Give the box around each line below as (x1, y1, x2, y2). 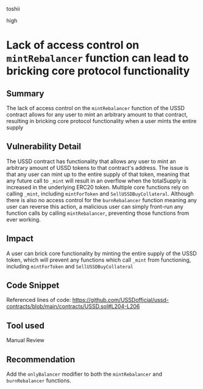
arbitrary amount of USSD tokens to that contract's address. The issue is (6, 164, 189, 171)
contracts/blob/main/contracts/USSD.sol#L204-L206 (6, 303, 140, 310)
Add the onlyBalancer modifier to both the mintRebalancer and (6, 371, 163, 378)
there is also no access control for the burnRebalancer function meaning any (6, 196, 197, 203)
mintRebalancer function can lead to (6, 51, 189, 65)
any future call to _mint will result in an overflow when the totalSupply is (6, 177, 187, 184)
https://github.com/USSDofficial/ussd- (72, 296, 169, 304)
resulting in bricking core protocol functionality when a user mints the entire (6, 117, 197, 124)
